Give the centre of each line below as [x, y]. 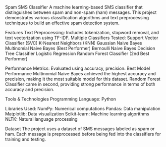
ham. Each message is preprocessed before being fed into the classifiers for [83, 134]
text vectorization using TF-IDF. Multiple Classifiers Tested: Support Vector [82, 38]
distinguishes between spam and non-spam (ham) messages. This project [81, 12]
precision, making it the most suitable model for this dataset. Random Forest [83, 79]
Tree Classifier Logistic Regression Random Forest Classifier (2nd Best [77, 53]
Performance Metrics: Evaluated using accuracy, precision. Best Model [78, 68]
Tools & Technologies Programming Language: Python [61, 99]
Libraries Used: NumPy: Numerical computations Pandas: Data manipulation [83, 109]
